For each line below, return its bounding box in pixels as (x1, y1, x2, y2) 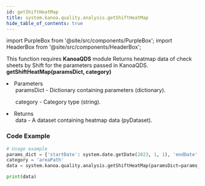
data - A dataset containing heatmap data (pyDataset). (15, 116, 153, 124)
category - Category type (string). (15, 98, 101, 106)
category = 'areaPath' (6, 157, 64, 163)
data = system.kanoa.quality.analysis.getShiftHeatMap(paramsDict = (6, 163, 182, 169)
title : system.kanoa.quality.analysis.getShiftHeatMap (6, 15, 149, 21)
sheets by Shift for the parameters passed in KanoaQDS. (6, 62, 148, 69)
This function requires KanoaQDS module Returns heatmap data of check (6, 55, 192, 63)
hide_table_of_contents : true (6, 20, 84, 26)
